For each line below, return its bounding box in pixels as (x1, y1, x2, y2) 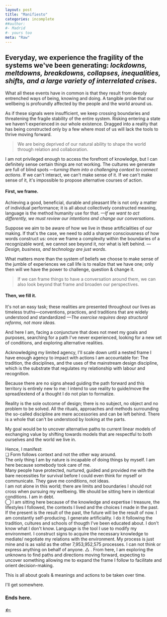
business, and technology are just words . (21, 246, 107, 252)
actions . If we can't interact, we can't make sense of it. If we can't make (5, 172, 153, 178)
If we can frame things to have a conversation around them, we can (17, 276, 156, 282)
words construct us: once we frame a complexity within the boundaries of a (5, 235, 160, 241)
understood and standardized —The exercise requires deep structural (5, 314, 148, 320)
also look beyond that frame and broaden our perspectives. (17, 281, 139, 287)
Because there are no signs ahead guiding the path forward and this (5, 380, 145, 386)
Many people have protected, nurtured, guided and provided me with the (5, 467, 155, 473)
